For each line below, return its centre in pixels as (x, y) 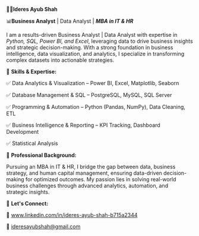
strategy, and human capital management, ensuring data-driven (84, 173)
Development (23, 132)
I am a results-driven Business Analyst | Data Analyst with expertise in (92, 35)
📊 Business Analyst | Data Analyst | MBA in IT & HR (70, 21)
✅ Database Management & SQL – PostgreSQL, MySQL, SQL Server (89, 95)
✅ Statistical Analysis (32, 143)
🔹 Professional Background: (41, 155)
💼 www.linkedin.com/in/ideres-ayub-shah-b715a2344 (72, 215)
